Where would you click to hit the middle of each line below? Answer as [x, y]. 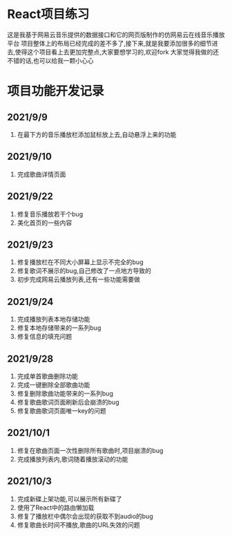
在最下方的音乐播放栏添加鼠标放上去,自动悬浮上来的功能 [97, 134]
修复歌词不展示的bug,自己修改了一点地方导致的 [84, 271]
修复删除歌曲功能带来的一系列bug [65, 394]
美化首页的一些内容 [45, 223]
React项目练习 [48, 14]
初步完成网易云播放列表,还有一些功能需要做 [78, 279]
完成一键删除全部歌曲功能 [54, 385]
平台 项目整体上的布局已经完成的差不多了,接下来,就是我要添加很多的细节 [110, 43]
